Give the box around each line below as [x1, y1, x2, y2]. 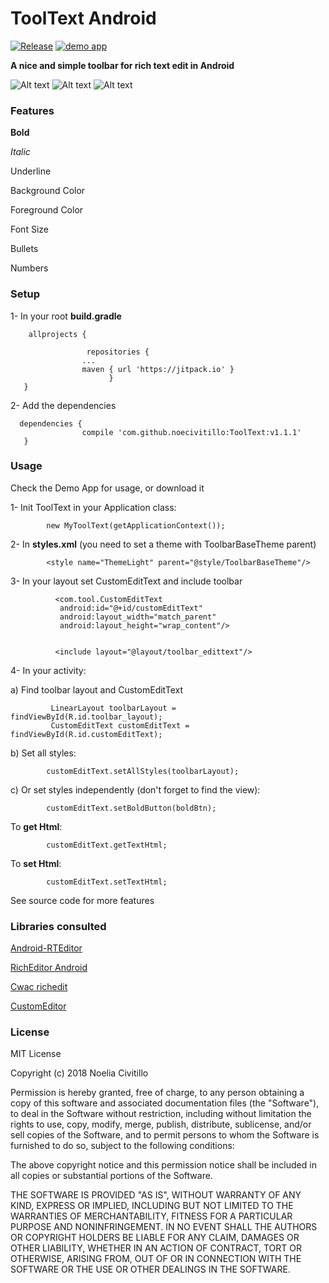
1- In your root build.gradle [10, 310, 122, 322]
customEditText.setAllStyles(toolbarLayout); [46, 766, 240, 776]
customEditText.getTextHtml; [46, 840, 168, 850]
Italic [10, 146, 31, 158]
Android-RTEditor [10, 942, 83, 954]
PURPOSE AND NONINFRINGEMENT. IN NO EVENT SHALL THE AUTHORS [10, 1221, 318, 1233]
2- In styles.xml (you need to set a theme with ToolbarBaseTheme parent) [10, 538, 317, 550]
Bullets [10, 243, 39, 255]
